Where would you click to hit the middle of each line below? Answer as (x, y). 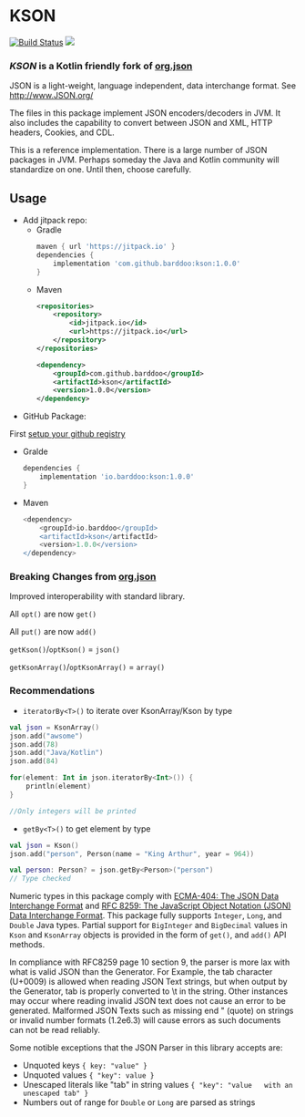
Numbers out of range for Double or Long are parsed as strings (139, 1102)
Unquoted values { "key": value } (88, 1075)
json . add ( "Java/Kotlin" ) (56, 753)
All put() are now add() (53, 632)
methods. (27, 945)
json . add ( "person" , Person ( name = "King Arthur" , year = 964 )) (132, 853)
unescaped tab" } (56, 1094)
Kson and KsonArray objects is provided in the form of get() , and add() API (148, 935)
